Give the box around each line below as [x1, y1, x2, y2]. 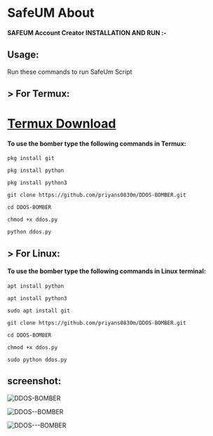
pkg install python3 [7, 179, 68, 186]
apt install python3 [7, 294, 68, 302]
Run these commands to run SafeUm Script [7, 67, 132, 76]
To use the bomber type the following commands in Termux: [7, 139, 187, 148]
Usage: [7, 49, 40, 61]
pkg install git [7, 155, 55, 162]
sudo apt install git [7, 307, 71, 314]
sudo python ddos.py [7, 356, 68, 363]
